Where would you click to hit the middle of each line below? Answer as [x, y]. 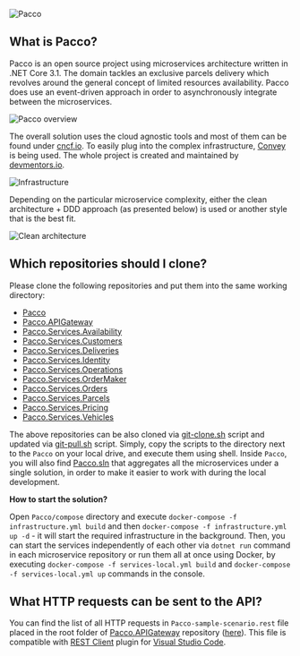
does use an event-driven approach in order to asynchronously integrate [143, 92]
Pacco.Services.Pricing [65, 407]
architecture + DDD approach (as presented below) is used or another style [149, 209]
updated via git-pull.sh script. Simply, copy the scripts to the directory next [147, 444]
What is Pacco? [54, 42]
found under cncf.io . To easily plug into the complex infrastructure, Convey [148, 145]
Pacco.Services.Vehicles [68, 417]
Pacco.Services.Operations [73, 369]
